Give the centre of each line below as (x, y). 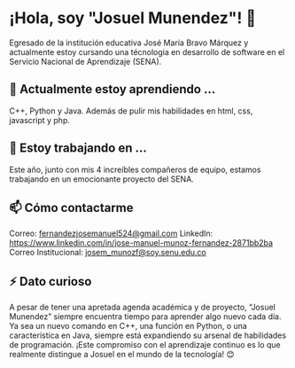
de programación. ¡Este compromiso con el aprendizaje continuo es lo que (145, 345)
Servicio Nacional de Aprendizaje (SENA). (85, 61)
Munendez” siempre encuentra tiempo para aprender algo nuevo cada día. (145, 317)
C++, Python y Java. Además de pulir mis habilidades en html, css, (131, 111)
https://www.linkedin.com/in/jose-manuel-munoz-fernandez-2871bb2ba (141, 243)
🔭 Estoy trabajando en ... (78, 149)
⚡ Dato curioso (50, 282)
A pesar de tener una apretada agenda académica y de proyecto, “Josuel (143, 307)
